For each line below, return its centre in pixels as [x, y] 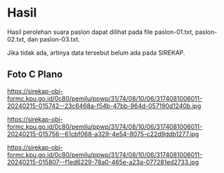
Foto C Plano [35, 74]
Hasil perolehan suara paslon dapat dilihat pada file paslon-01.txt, [101, 32]
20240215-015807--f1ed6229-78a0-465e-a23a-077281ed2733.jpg [103, 162]
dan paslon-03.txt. [54, 39]
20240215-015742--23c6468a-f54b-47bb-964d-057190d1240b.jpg [104, 106]
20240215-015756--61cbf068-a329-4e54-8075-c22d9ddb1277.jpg [103, 134]
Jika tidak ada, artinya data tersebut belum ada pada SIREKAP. [96, 53]
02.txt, [17, 39]
